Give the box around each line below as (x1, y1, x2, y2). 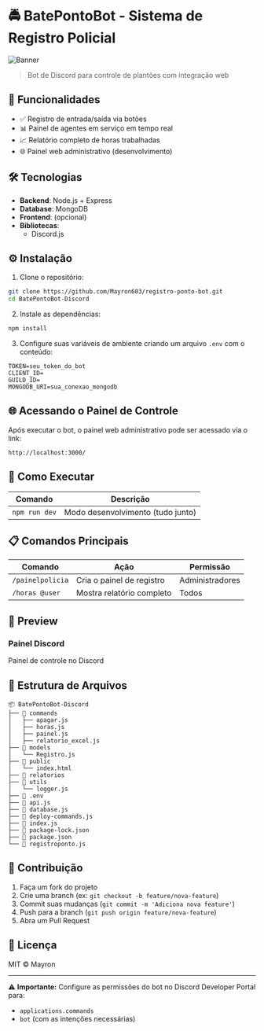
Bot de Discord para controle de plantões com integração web (27, 70, 229, 79)
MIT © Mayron (8, 959, 56, 969)
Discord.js (31, 229, 64, 238)
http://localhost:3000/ (8, 448, 86, 457)
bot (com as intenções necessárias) (19, 1014, 136, 1023)
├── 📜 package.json (8, 833, 72, 841)
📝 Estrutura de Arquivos (8, 679, 128, 692)
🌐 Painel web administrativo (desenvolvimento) (19, 146, 173, 156)
